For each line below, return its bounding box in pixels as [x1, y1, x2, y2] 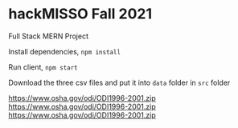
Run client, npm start [8, 62, 78, 72]
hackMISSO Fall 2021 [8, 5, 153, 23]
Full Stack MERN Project [8, 31, 88, 41]
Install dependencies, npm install [8, 46, 121, 56]
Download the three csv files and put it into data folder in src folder [8, 78, 231, 87]
